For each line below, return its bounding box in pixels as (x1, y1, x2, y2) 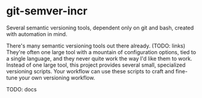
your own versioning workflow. (19, 74, 95, 81)
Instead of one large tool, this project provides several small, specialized (6, 61, 186, 69)
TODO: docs (6, 85, 37, 93)
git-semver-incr (6, 4, 87, 18)
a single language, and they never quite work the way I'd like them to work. (6, 55, 192, 62)
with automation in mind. (6, 30, 68, 37)
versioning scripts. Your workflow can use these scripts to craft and (6, 67, 175, 75)
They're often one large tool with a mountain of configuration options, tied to (6, 48, 197, 55)
